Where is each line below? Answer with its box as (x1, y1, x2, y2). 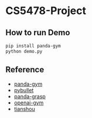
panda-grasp (13, 93, 46, 100)
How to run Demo (5, 28, 70, 38)
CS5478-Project (5, 4, 86, 18)
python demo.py (5, 48, 43, 54)
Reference (5, 65, 45, 75)
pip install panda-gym (5, 43, 61, 49)
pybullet (13, 86, 34, 93)
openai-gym (13, 99, 44, 106)
